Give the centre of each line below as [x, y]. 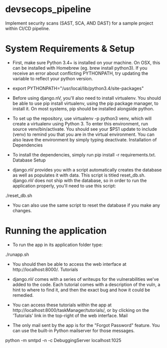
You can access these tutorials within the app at [62, 305]
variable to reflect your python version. [53, 78]
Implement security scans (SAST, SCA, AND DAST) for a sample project [79, 23]
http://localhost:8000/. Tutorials [45, 269]
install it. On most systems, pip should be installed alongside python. [83, 108]
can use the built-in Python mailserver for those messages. [73, 330]
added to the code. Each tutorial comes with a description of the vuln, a [86, 284]
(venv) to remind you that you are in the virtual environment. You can [83, 134]
